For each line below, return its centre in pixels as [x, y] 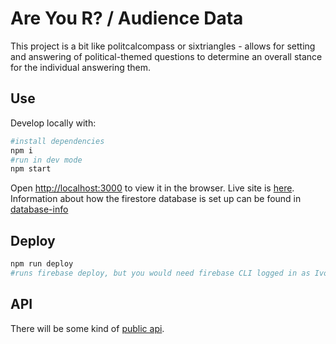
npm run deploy [42, 264]
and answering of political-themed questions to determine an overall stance [166, 56]
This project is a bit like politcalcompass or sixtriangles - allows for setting [163, 46]
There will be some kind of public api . [87, 328]
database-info [39, 209]
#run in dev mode [46, 160]
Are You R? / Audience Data [127, 18]
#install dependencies [57, 141]
